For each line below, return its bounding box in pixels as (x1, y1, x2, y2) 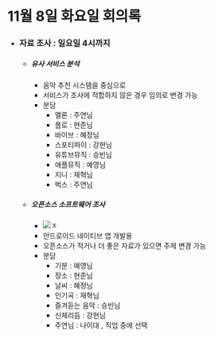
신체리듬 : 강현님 (54, 311, 107, 321)
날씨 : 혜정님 (54, 281, 93, 290)
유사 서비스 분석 (30, 59, 80, 68)
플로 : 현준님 (54, 120, 93, 130)
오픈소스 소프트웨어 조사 (30, 200, 105, 209)
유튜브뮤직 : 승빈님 (54, 150, 113, 160)
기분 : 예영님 (54, 261, 93, 270)
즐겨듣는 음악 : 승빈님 (54, 301, 121, 310)
